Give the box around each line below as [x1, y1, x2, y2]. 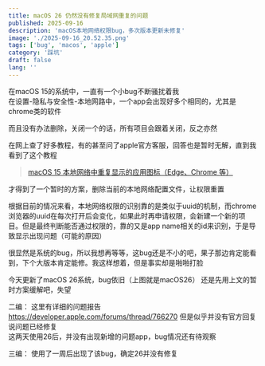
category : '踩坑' [8, 49, 64, 57]
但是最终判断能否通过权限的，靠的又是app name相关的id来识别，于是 [21, 221, 249, 230]
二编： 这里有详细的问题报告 [8, 301, 101, 311]
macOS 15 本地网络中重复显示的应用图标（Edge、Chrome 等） [27, 167, 233, 176]
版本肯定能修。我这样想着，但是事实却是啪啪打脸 [42, 258, 204, 267]
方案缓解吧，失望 [14, 285, 72, 294]
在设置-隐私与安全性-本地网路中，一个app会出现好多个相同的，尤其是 [8, 96, 236, 106]
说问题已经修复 [8, 321, 57, 331]
